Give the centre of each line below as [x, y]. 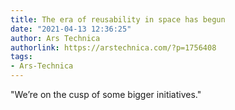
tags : [21, 57]
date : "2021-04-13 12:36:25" [71, 29]
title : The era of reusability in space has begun [118, 19]
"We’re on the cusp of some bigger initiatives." [106, 94]
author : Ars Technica [55, 38]
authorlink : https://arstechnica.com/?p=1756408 [113, 47]
